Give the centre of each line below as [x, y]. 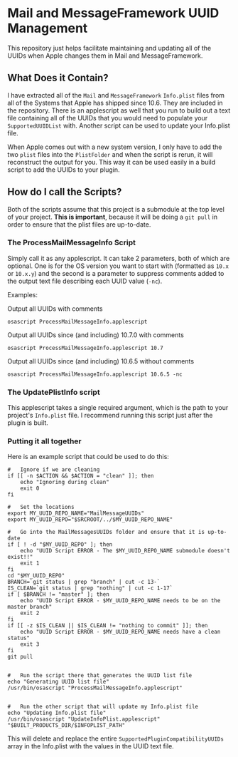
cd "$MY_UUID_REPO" [36, 576]
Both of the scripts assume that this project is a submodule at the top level [116, 209]
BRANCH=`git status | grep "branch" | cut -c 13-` [84, 582]
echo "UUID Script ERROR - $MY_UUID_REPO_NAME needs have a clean [120, 632]
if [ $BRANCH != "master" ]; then [59, 594]
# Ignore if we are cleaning [54, 470]
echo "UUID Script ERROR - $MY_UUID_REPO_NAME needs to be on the [120, 601]
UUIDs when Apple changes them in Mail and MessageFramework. [105, 56]
